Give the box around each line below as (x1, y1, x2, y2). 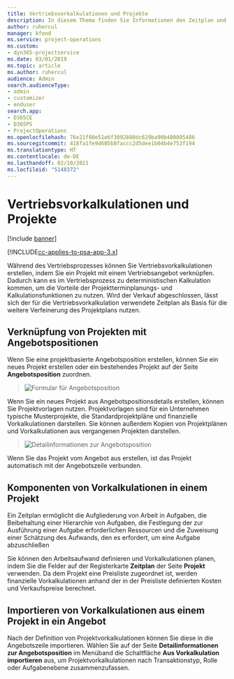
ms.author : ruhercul (7, 68, 68, 75)
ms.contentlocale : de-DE (7, 153, 80, 161)
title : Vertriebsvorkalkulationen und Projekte (7, 10, 149, 17)
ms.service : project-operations (7, 36, 101, 43)
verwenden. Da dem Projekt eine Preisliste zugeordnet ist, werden (7, 569, 198, 578)
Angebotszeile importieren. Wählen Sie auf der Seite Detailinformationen (7, 641, 219, 650)
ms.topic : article (7, 62, 61, 69)
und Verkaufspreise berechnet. (7, 584, 96, 592)
